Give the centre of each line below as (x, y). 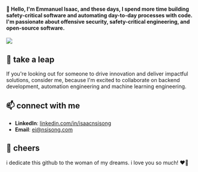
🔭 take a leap (30, 59)
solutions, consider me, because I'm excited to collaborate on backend (93, 80)
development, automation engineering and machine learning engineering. (96, 86)
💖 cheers (23, 148)
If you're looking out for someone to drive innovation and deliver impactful (97, 74)
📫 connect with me (43, 106)
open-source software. (35, 28)
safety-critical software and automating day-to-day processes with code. (99, 15)
